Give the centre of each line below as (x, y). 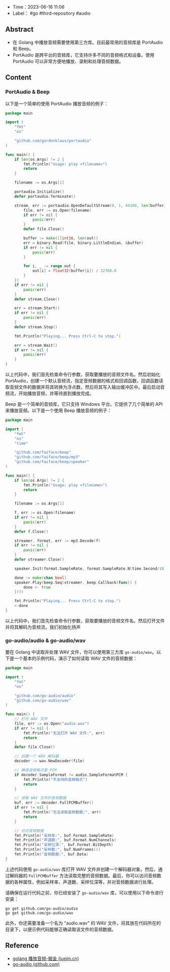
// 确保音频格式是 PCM (35, 770)
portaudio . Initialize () (39, 192)
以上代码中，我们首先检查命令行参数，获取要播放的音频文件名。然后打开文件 (85, 620)
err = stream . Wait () (36, 345)
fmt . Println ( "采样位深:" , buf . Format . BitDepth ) (64, 845)
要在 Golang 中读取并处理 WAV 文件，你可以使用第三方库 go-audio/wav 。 (81, 652)
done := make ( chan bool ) (40, 578)
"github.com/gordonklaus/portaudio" (53, 141)
